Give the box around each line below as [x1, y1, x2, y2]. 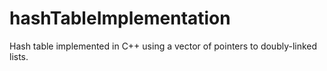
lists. [9, 50, 29, 62]
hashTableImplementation [9, 7, 231, 30]
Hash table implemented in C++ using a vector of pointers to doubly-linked [9, 40, 318, 52]
